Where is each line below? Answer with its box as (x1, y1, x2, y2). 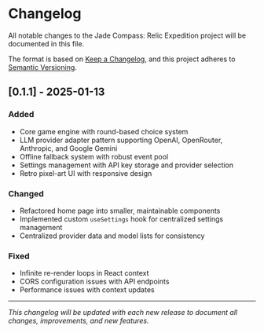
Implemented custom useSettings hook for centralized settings (19, 214, 224, 224)
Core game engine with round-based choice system (19, 126, 189, 136)
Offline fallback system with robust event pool (19, 152, 169, 161)
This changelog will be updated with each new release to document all (8, 308, 238, 317)
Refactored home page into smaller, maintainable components (19, 206, 221, 215)
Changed (8, 188, 45, 199)
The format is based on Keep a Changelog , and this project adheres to (8, 54, 236, 64)
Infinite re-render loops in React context (19, 269, 149, 278)
